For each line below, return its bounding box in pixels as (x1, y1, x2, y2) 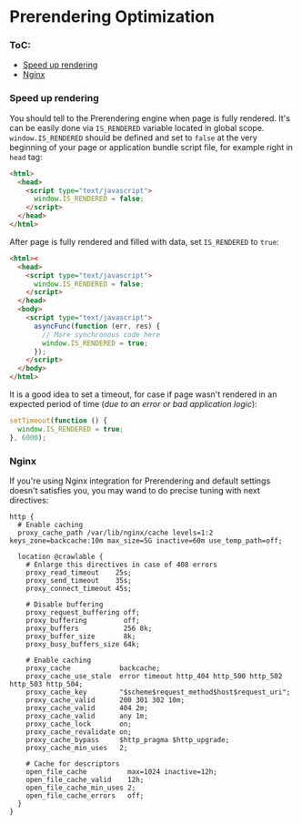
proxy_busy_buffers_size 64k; (25, 639, 141, 648)
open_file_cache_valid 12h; (25, 775, 145, 784)
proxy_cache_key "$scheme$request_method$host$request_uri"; (25, 687, 291, 697)
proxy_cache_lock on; (25, 719, 132, 728)
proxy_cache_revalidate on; (25, 727, 132, 737)
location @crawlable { (17, 552, 104, 561)
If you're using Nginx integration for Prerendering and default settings (9, 475, 271, 486)
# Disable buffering (25, 599, 104, 609)
